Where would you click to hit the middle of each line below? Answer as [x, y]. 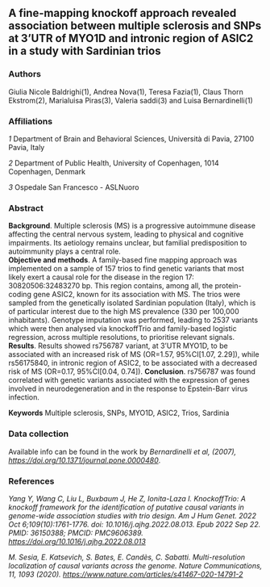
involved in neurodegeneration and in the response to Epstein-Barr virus [128, 389]
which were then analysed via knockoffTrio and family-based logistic [123, 329]
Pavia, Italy [27, 147]
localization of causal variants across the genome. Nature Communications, [135, 565]
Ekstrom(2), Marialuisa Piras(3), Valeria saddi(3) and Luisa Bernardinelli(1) [131, 100]
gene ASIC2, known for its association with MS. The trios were [137, 295]
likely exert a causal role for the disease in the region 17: [102, 277]
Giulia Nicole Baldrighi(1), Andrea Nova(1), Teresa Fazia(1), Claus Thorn [126, 91]
